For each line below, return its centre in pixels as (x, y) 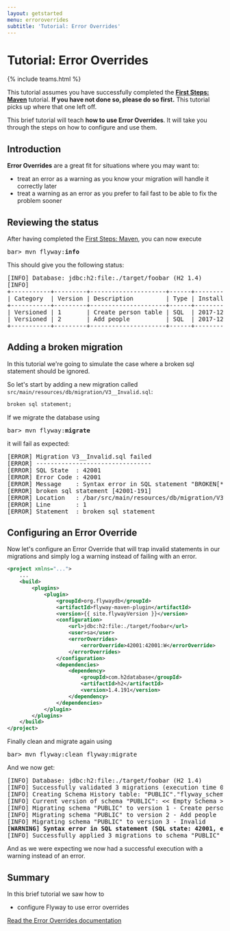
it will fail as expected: (38, 444)
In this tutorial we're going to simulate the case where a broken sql (101, 363)
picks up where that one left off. (52, 107)
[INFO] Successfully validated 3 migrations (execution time (112, 788)
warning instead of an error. (46, 856)
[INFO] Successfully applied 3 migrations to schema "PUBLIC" (114, 836)
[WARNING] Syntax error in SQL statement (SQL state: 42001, (112, 829)
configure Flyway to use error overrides (73, 907)
